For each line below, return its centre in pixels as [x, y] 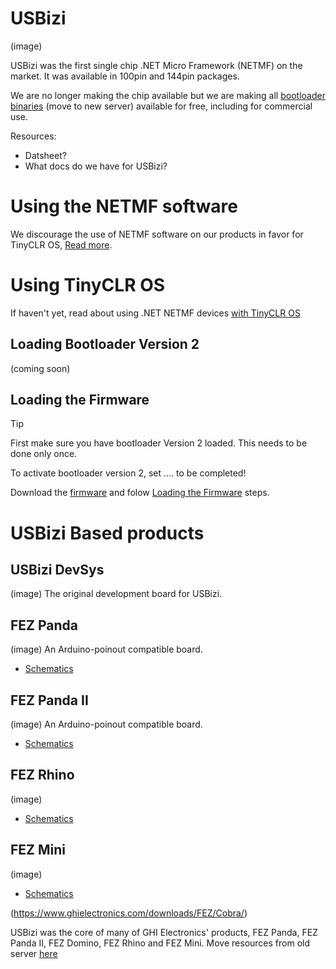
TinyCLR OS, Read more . [61, 244]
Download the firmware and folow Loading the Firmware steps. [140, 493]
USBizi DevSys [57, 570]
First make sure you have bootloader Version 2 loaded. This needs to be [159, 443]
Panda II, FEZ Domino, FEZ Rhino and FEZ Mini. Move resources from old [160, 943]
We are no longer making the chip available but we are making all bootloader [168, 95]
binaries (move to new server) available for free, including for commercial [161, 106]
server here [34, 953]
